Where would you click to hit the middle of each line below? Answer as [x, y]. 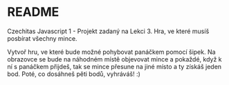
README [33, 12]
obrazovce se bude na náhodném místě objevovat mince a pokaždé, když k [115, 59]
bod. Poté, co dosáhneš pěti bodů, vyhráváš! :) [74, 74]
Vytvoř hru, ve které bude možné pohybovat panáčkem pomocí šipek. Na [111, 52]
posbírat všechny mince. [42, 38]
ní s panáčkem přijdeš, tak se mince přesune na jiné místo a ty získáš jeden [114, 66]
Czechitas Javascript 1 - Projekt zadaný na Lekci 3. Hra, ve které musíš [108, 31]
